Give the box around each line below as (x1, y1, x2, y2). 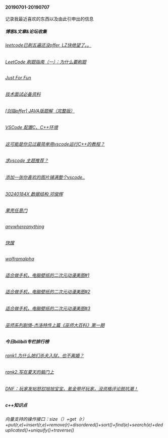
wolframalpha (5, 256, 34, 262)
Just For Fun (5, 75, 31, 81)
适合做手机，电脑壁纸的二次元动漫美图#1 (5, 272, 90, 278)
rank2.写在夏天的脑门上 (5, 369, 54, 375)
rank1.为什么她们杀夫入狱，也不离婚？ (5, 352, 84, 359)
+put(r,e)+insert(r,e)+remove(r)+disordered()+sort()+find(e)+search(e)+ (5, 421, 155, 427)
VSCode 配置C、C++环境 (5, 124, 58, 130)
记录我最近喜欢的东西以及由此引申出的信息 (5, 16, 94, 22)
